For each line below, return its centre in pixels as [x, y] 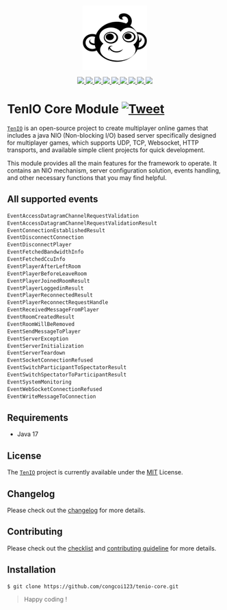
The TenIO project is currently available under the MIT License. [95, 472]
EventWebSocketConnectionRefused [55, 389]
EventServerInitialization [45, 346]
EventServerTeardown [37, 353]
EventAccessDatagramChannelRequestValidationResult [82, 223]
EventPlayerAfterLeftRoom [44, 266]
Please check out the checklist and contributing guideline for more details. [112, 548]
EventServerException [38, 339]
